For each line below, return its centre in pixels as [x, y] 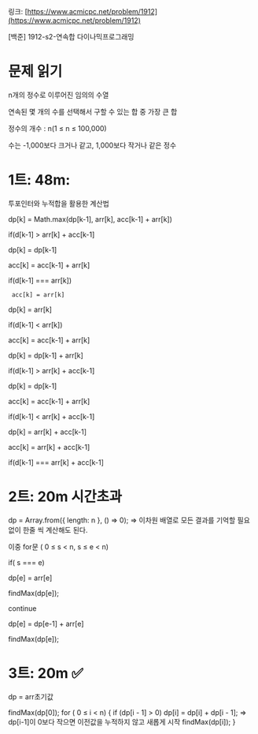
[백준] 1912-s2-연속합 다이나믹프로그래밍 [71, 37]
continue [22, 608]
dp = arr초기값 [31, 696]
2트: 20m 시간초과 [65, 497]
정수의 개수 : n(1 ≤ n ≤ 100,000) [58, 128]
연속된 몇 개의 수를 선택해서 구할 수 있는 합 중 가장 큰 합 [93, 111]
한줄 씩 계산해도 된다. [55, 530]
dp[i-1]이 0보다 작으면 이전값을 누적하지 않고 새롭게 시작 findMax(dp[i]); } [122, 721]
